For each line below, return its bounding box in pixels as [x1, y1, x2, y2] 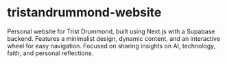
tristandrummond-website [7, 5, 162, 20]
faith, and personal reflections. [7, 49, 94, 57]
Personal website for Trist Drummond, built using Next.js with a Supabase [7, 27, 215, 35]
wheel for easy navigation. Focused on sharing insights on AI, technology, [7, 42, 216, 50]
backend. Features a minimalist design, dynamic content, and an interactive [7, 34, 221, 42]
